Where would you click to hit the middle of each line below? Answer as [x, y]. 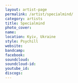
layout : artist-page [26, 10]
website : [14, 46]
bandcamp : [15, 50]
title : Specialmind [25, 23]
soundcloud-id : [21, 64]
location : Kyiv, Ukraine [30, 37]
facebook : [15, 55]
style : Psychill [22, 41]
